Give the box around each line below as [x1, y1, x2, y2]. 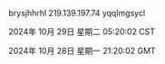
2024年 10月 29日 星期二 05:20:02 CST [8, 26, 156, 37]
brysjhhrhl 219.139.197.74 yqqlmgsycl [8, 8, 146, 18]
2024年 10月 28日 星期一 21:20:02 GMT [8, 45, 156, 56]
